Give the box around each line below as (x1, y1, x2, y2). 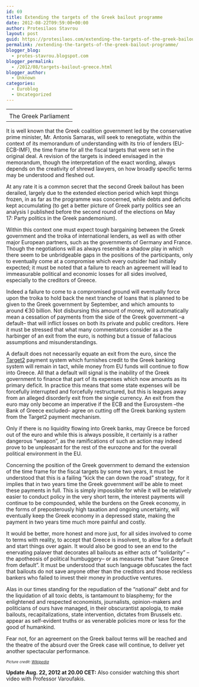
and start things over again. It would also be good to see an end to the (6, 542, 178, 550)
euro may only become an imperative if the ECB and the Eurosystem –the (6, 401, 185, 408)
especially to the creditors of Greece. (6, 276, 97, 283)
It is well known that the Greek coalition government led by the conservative (6, 127, 192, 134)
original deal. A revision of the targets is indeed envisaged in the (6, 152, 163, 159)
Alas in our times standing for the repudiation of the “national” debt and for (6, 585, 188, 593)
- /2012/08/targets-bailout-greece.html (11, 64, 113, 70)
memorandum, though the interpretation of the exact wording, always (6, 159, 176, 166)
